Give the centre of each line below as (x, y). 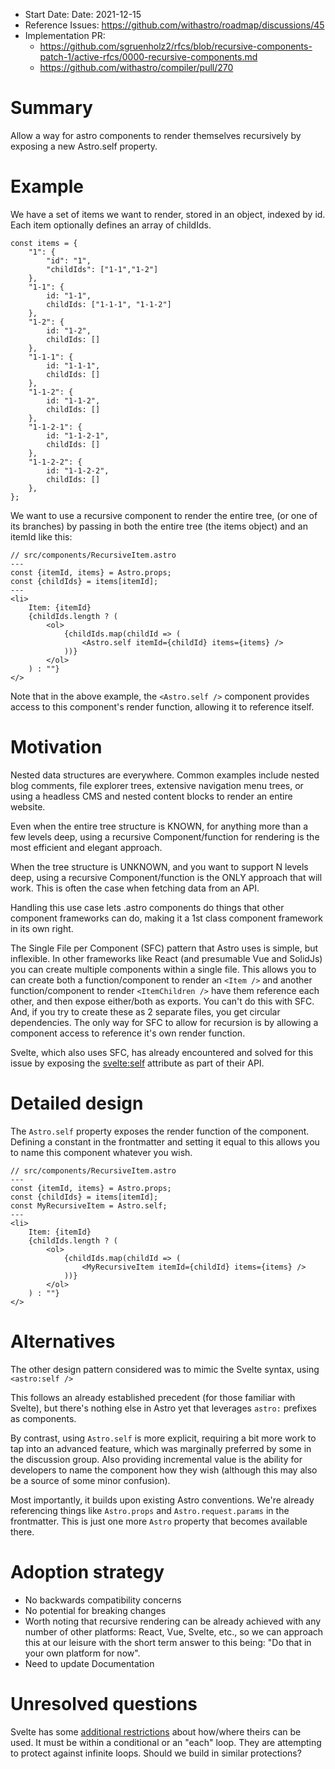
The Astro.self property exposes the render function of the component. (160, 1131)
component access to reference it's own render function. (128, 1033)
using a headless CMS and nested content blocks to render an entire (151, 796)
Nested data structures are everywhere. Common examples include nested (165, 775)
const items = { (44, 243)
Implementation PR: (65, 35)
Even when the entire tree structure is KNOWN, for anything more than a (159, 826)
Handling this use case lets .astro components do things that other (147, 907)
